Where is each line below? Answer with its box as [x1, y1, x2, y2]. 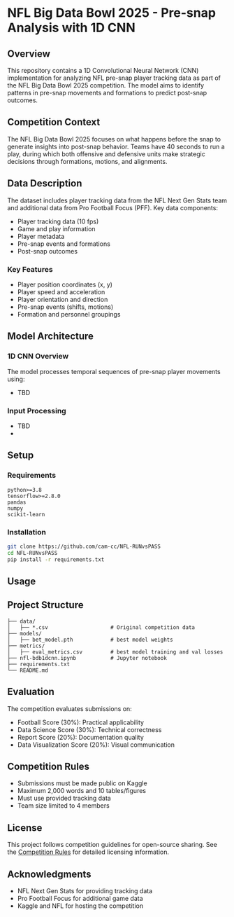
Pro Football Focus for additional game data [17, 894, 143, 902]
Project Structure [7, 599, 84, 611]
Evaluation [7, 686, 54, 698]
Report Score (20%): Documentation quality [17, 733, 145, 741]
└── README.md [7, 667, 49, 674]
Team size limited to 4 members [17, 801, 110, 810]
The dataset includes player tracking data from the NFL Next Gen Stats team [7, 196, 228, 205]
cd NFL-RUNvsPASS [7, 549, 58, 556]
